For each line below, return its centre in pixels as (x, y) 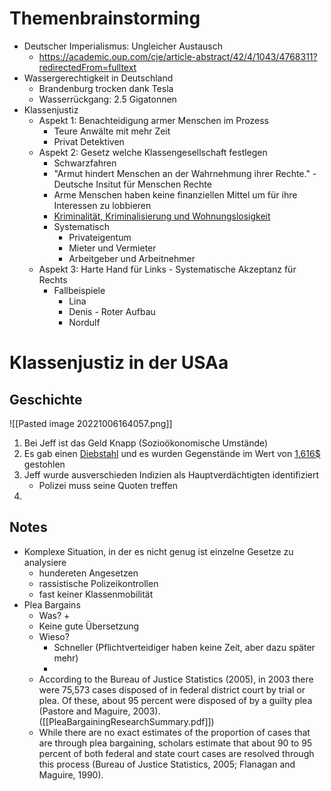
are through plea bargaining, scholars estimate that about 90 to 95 (175, 743)
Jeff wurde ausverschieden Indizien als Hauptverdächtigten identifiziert (171, 474)
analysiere (45, 562)
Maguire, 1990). (71, 774)
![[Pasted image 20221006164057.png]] (91, 423)
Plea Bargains (52, 604)
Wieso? (54, 636)
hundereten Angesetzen (88, 573)
